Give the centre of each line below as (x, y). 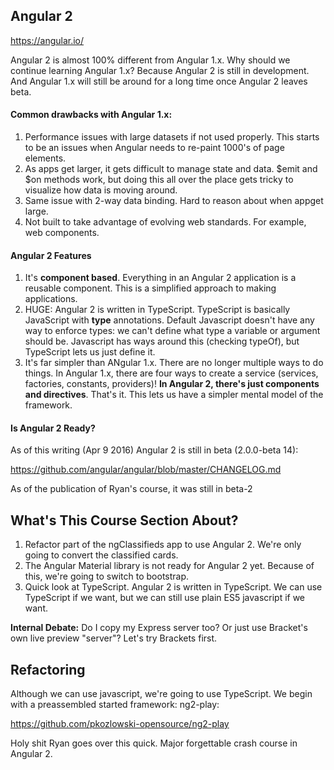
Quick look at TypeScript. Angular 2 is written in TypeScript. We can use (173, 587)
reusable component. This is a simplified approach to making (150, 288)
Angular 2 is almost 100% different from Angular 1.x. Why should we (150, 60)
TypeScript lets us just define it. (90, 352)
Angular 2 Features (51, 255)
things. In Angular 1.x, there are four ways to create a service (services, (171, 373)
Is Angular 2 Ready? (53, 428)
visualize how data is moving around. (101, 190)
